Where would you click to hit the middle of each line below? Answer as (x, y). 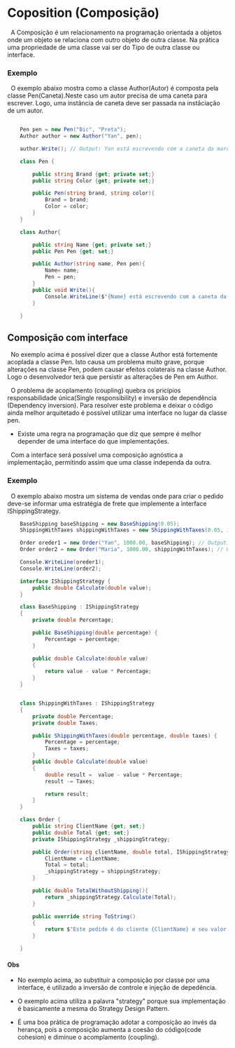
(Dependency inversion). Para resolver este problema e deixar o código (110, 406)
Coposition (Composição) (83, 13)
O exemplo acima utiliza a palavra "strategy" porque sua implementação (121, 1001)
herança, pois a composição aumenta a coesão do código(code (109, 1030)
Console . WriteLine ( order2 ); (60, 569)
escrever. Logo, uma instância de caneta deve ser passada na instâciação (114, 103)
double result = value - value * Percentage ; (114, 775)
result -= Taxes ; (70, 781)
